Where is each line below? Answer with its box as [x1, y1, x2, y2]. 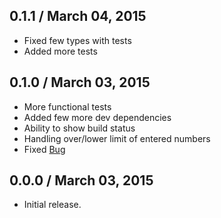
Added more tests [23, 45, 98, 57]
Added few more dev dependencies [23, 111, 172, 123]
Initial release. [23, 199, 82, 211]
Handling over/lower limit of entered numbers [23, 132, 211, 144]
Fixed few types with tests [23, 34, 132, 46]
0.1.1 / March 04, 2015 [9, 8, 147, 25]
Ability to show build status [23, 122, 136, 134]
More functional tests [23, 100, 112, 113]
